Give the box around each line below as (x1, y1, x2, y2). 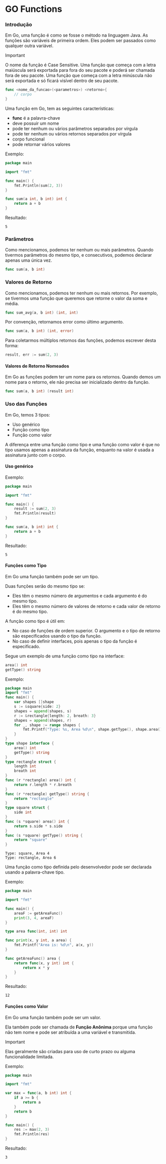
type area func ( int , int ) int (5, 929, 68, 934)
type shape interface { (5, 741, 54, 746)
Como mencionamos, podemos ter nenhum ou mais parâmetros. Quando (5, 247, 154, 253)
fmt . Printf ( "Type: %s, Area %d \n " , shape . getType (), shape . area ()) (23, 727, 165, 732)
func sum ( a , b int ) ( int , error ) (5, 328, 74, 333)
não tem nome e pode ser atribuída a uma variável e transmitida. (5, 1029, 136, 1035)
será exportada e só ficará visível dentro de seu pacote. (5, 78, 119, 84)
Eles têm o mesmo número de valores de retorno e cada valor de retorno (12, 603, 161, 609)
